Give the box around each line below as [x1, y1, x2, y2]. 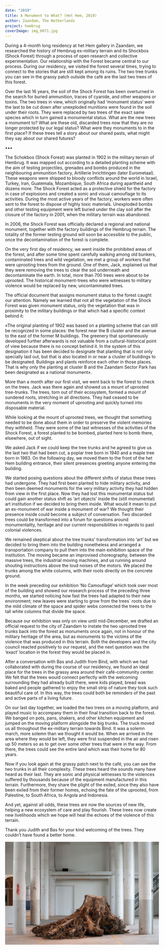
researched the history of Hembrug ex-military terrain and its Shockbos [5, 48, 149, 54]
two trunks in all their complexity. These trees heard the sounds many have [5, 766, 156, 772]
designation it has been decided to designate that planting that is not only [5, 348, 153, 355]
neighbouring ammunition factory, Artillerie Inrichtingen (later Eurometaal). [5, 170, 155, 176]
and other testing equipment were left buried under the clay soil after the [5, 206, 151, 213]
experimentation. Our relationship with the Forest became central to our [5, 58, 149, 64]
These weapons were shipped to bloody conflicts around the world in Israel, [5, 175, 158, 181]
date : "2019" [5, 8, 32, 13]
